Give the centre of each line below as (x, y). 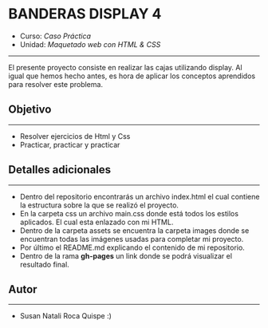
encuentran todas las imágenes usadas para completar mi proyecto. (132, 239)
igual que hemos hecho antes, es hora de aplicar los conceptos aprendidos (132, 76)
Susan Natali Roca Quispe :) (65, 316)
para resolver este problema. (56, 84)
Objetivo (30, 110)
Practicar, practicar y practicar (70, 144)
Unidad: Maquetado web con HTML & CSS (90, 44)
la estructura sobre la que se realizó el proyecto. (99, 205)
